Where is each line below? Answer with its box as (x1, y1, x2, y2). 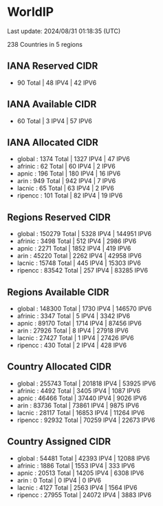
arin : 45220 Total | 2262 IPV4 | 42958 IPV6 (17, 252, 142, 260)
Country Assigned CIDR (7, 436, 111, 447)
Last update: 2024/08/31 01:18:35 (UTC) (7, 27, 121, 35)
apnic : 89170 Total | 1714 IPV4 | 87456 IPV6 (17, 319, 142, 327)
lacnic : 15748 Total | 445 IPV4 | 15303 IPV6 (17, 259, 141, 267)
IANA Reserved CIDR (7, 60, 98, 72)
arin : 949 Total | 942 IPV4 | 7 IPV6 (17, 177, 116, 185)
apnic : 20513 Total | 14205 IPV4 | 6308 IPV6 (17, 469, 144, 477)
